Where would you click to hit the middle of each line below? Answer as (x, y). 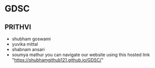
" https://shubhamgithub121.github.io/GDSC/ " (58, 60)
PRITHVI (18, 27)
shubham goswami (31, 39)
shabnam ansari (28, 49)
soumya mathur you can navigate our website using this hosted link (81, 55)
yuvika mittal (25, 44)
